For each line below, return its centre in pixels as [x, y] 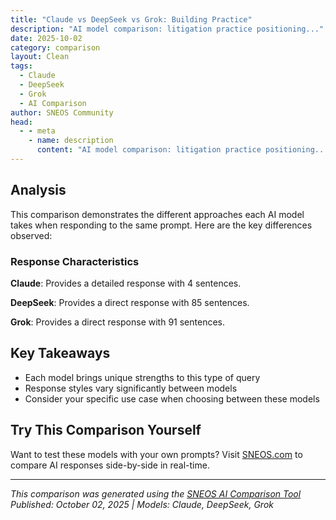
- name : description [71, 141]
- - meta [37, 131]
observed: [31, 235]
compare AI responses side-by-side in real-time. [110, 465]
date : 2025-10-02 [46, 38]
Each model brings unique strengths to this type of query [142, 377]
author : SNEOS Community [62, 112]
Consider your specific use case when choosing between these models [172, 398]
